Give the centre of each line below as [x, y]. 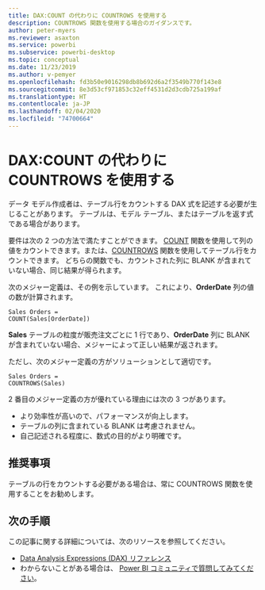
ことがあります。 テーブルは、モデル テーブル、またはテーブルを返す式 [138, 213]
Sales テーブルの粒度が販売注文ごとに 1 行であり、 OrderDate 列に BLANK [129, 335]
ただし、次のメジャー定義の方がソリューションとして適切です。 [112, 361]
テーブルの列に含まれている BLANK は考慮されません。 [109, 426]
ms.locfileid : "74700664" [51, 119]
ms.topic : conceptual [44, 60]
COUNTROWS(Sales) [37, 383]
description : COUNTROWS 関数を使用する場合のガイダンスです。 [102, 23]
